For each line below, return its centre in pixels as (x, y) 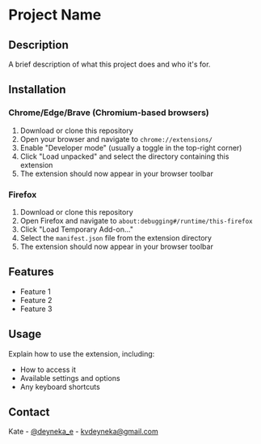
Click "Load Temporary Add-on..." (76, 229)
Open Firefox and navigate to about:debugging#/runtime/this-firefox (136, 220)
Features (31, 272)
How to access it (48, 369)
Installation (37, 90)
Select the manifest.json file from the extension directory (116, 237)
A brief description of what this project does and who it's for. (109, 64)
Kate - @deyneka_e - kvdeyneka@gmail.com (84, 432)
